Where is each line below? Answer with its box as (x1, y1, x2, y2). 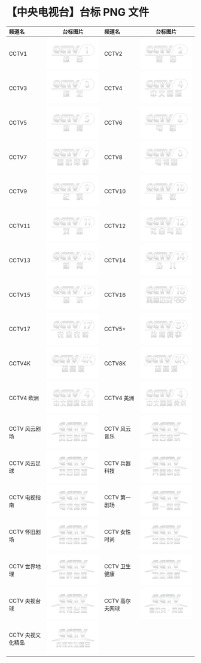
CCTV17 (8, 325, 31, 333)
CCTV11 (8, 223, 31, 230)
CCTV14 (104, 256, 126, 264)
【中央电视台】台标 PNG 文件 (6, 5, 150, 19)
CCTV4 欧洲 (8, 394, 39, 402)
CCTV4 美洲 (104, 394, 135, 402)
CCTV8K (104, 360, 126, 367)
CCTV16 (104, 291, 126, 298)
